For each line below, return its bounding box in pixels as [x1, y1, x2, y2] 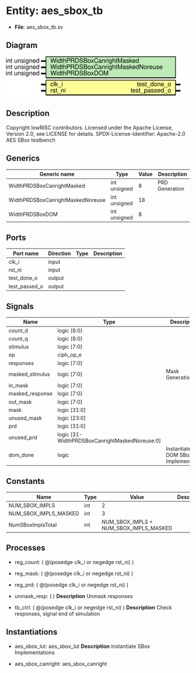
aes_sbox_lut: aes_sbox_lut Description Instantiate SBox [14, 643, 150, 650]
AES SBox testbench [6, 136, 55, 143]
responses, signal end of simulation [14, 610, 100, 617]
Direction [48, 250, 71, 257]
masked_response [8, 390, 52, 397]
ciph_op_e [57, 351, 82, 358]
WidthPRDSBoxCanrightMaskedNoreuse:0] [57, 437, 162, 444]
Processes [6, 543, 45, 553]
